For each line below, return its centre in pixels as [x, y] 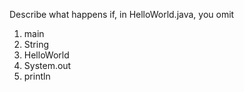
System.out [47, 65]
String [36, 44]
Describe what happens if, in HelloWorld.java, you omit [122, 14]
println [37, 76]
